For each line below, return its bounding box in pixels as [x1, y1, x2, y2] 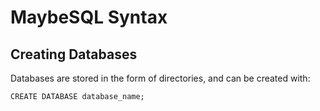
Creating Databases [10, 46, 138, 63]
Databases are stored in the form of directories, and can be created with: [10, 72, 311, 84]
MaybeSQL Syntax [10, 6, 168, 29]
